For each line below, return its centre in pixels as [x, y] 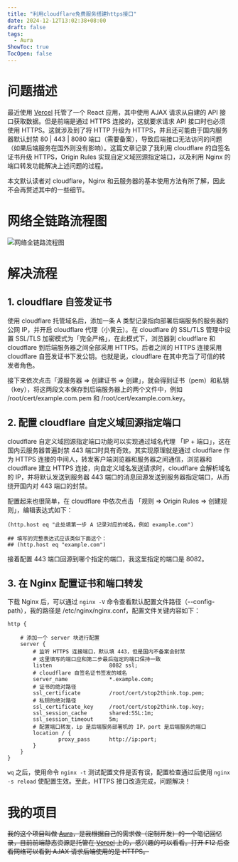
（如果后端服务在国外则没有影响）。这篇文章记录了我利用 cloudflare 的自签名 [119, 147]
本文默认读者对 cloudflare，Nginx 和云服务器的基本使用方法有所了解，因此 [117, 181]
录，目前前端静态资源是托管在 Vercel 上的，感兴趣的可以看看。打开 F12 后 [115, 843]
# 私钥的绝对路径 [55, 701]
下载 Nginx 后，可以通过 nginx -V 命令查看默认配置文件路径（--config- [111, 602]
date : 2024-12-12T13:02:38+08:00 [57, 21]
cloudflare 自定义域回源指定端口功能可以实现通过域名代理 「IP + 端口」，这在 [119, 441]
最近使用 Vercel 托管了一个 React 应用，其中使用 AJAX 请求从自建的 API [113, 112]
